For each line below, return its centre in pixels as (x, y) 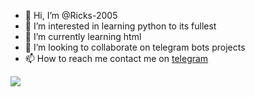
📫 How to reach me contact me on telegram (116, 58)
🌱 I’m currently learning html (83, 36)
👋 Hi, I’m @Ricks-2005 (71, 15)
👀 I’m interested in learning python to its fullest (120, 26)
